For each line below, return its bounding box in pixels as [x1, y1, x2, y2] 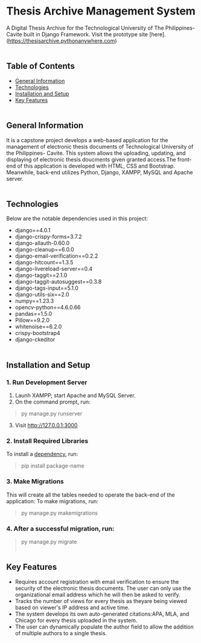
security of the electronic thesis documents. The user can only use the [14, 584, 191, 592]
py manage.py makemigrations [21, 509, 98, 517]
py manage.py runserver [21, 410, 83, 417]
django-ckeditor [14, 336, 56, 343]
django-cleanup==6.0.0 [14, 246, 74, 253]
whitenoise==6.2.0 [14, 323, 62, 330]
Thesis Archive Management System [6, 4, 196, 18]
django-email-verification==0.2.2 [14, 252, 98, 259]
